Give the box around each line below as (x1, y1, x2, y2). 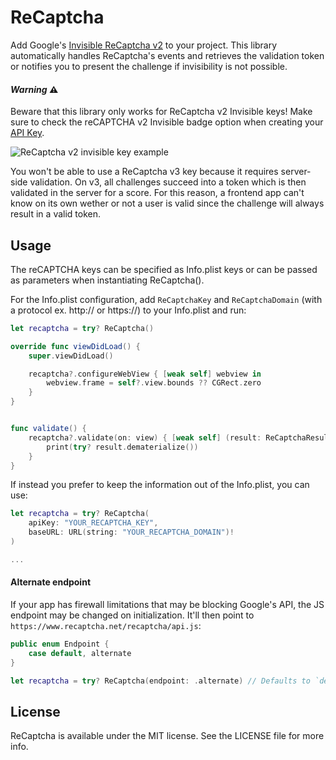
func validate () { (10, 424, 87, 434)
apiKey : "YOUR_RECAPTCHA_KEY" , (28, 518, 159, 528)
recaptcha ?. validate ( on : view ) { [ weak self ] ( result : (28, 432, 262, 443)
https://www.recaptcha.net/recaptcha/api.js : (10, 620, 202, 632)
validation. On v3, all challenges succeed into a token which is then (29, 176, 307, 188)
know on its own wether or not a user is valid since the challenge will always (10, 197, 325, 210)
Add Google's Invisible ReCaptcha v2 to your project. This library (10, 39, 278, 51)
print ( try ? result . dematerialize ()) (46, 442, 199, 452)
